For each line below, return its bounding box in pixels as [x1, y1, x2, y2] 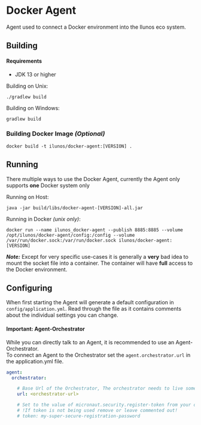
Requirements [6, 57, 42, 65]
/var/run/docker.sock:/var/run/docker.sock [6, 237, 117, 243]
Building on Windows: [6, 104, 60, 111]
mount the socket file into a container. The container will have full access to [6, 259, 193, 267]
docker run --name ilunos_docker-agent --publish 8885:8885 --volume [6, 227, 184, 233]
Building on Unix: [6, 82, 48, 90]
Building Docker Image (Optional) [6, 130, 105, 138]
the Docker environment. [6, 265, 68, 273]
